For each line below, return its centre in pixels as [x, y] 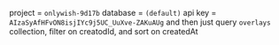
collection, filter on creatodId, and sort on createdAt [104, 31]
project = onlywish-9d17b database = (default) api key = [113, 13]
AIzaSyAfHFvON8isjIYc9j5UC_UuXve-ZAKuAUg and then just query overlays [140, 22]
